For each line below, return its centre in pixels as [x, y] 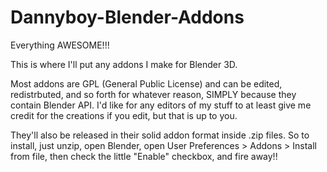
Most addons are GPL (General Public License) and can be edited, [146, 83]
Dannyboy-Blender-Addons [127, 17]
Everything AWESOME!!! [60, 45]
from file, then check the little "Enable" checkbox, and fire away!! [144, 156]
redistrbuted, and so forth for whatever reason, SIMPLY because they [153, 94]
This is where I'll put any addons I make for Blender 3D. [124, 64]
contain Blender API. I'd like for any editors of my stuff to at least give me [161, 105]
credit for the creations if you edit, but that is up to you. [124, 115]
